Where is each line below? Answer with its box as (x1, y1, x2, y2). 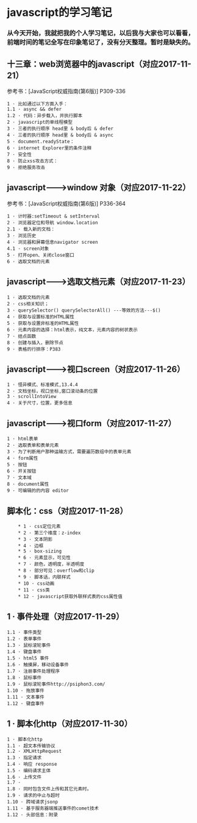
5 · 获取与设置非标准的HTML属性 (7, 320, 79, 326)
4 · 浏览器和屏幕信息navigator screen (7, 239, 98, 245)
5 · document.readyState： (7, 138, 75, 144)
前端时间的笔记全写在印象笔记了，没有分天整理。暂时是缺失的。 (7, 38, 195, 46)
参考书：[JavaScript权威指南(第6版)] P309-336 (7, 87, 126, 94)
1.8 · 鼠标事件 (7, 674, 42, 680)
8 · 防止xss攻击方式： (7, 158, 59, 164)
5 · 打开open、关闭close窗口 (7, 252, 75, 258)
